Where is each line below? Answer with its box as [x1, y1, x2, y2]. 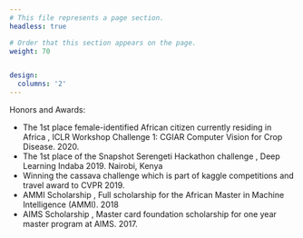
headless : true [9, 22, 67, 31]
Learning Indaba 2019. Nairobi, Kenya [22, 161, 163, 171]
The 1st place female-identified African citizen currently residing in [22, 122, 272, 133]
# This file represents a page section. [9, 13, 165, 23]
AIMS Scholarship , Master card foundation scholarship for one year [22, 209, 277, 219]
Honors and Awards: [9, 104, 86, 114]
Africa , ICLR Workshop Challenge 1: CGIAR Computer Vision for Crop [22, 132, 283, 142]
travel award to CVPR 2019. [22, 180, 125, 191]
